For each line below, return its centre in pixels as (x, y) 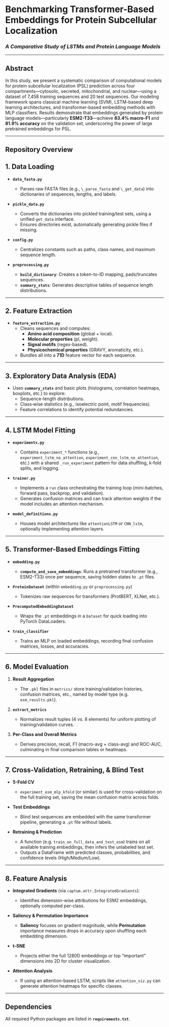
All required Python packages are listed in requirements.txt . (68, 1019)
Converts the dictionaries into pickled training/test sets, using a (86, 214)
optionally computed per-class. (52, 906)
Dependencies (28, 1007)
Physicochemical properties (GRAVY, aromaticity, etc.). (86, 350)
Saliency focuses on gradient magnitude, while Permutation (83, 925)
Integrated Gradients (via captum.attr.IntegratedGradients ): (76, 891)
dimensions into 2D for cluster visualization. (65, 961)
